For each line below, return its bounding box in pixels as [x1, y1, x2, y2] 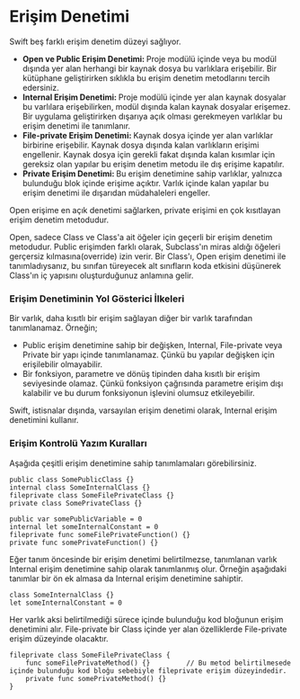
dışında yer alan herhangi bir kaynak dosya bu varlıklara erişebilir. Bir [22, 63, 277, 74]
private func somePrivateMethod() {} [25, 674, 167, 683]
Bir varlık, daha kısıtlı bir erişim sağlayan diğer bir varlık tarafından [9, 313, 253, 324]
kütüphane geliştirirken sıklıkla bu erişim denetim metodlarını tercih [22, 72, 270, 83]
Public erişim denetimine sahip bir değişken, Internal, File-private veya [22, 340, 283, 351]
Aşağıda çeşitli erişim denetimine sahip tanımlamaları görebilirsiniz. [9, 457, 258, 469]
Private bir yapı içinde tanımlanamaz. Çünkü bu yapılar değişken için [22, 349, 276, 361]
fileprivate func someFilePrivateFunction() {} [9, 530, 191, 539]
